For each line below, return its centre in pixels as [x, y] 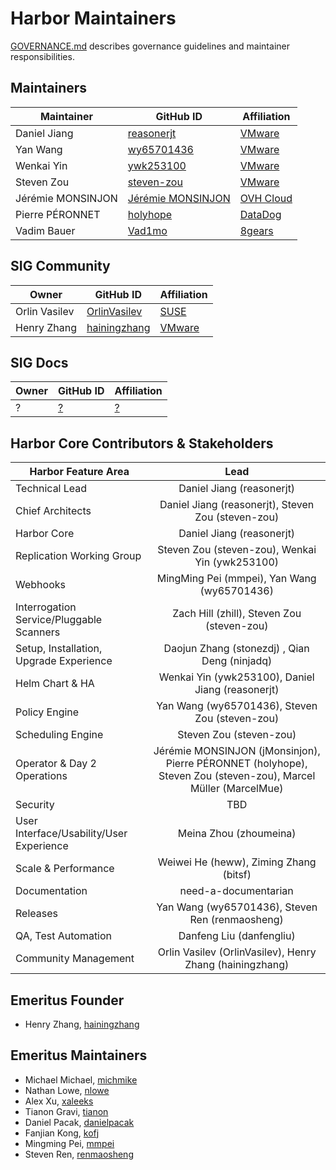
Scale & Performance [65, 869]
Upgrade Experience [64, 661]
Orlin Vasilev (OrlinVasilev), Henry [237, 952]
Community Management [75, 959]
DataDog [260, 214]
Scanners [38, 632]
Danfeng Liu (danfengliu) [237, 936]
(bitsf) [237, 875]
